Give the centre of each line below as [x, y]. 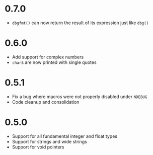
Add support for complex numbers [48, 57]
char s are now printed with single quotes [54, 62]
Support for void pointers [38, 147]
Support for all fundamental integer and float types [65, 136]
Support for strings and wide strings [50, 141]
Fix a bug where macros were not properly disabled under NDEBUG [80, 97]
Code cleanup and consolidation [46, 102]
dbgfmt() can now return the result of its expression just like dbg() [80, 23]
